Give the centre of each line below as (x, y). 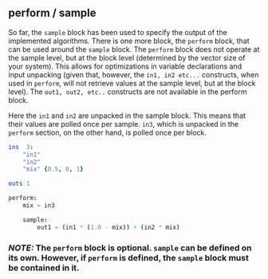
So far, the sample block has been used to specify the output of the (118, 32)
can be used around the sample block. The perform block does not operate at (134, 49)
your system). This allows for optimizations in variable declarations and (125, 66)
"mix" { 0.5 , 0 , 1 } (53, 169)
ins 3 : (21, 147)
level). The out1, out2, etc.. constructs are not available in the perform (128, 92)
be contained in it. (44, 268)
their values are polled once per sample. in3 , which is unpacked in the (124, 124)
